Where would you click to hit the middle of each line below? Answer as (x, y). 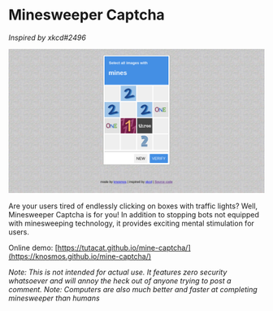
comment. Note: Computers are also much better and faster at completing (133, 290)
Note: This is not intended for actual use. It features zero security (118, 272)
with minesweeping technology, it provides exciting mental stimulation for (131, 223)
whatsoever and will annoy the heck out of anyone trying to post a (120, 281)
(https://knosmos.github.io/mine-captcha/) (80, 256)
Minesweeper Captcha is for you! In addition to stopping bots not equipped (134, 215)
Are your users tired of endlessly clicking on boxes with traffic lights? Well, (133, 206)
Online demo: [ (33, 248)
